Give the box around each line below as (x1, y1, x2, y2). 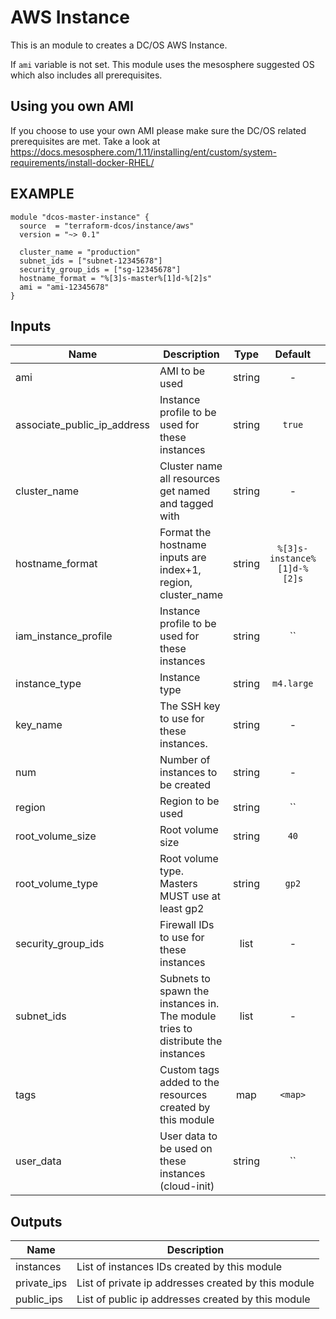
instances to (159, 766, 218, 780)
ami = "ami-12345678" (19, 282, 110, 292)
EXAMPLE (10, 186, 75, 203)
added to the (159, 1076, 220, 1090)
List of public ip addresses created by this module (76, 1292, 311, 1306)
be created (159, 778, 212, 792)
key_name (15, 718, 63, 732)
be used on (159, 1142, 213, 1156)
